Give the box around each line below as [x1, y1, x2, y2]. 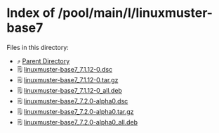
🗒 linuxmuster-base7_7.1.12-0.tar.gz [16, 75, 119, 84]
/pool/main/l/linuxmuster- [58, 5, 213, 21]
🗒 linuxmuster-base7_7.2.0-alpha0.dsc [16, 96, 128, 105]
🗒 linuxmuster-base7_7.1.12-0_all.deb [16, 86, 122, 94]
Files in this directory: [6, 43, 69, 51]
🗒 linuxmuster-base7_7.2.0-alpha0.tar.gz [16, 107, 134, 115]
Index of [6, 5, 55, 21]
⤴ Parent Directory [16, 56, 70, 65]
